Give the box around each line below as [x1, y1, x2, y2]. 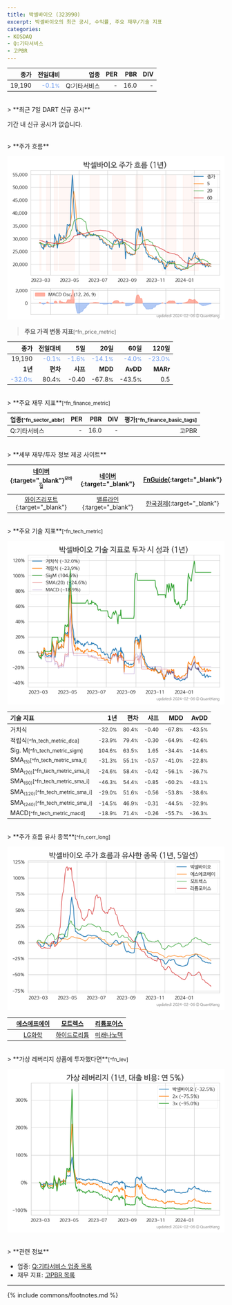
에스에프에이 [16, 1020, 50, 1028]
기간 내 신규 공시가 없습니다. [7, 120, 83, 128]
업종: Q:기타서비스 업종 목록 [17, 1261, 93, 1270]
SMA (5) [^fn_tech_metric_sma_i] [10, 756, 88, 765]
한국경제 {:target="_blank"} [146, 499, 220, 507]
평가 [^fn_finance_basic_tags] [124, 415, 197, 423]
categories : [7, 26, 41, 32]
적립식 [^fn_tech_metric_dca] [10, 736, 80, 744]
